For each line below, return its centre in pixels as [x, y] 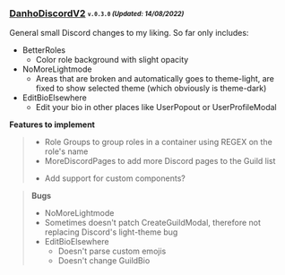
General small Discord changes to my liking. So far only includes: [129, 33]
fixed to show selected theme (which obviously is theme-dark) [151, 89]
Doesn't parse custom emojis [112, 251]
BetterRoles [43, 50]
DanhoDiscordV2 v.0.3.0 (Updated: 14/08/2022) [97, 13]
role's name [66, 151]
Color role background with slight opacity [112, 60]
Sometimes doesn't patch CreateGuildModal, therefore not [153, 223]
